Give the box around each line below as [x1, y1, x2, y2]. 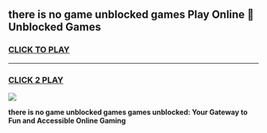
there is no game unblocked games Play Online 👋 [8, 8, 254, 22]
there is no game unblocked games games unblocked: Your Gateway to [8, 107, 248, 116]
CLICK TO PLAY [8, 45, 70, 56]
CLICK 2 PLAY [8, 74, 64, 85]
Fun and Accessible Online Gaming [8, 115, 126, 125]
